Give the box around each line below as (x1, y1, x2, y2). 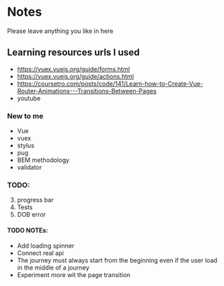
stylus (16, 141, 35, 150)
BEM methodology (16, 156, 70, 165)
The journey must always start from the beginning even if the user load (16, 256, 218, 264)
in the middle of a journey (16, 263, 90, 272)
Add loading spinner (16, 241, 75, 250)
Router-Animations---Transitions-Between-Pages (16, 86, 157, 95)
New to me (7, 111, 44, 121)
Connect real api (16, 248, 64, 257)
